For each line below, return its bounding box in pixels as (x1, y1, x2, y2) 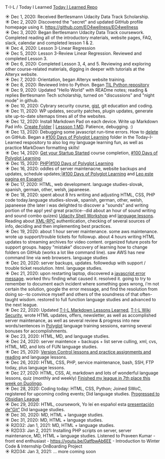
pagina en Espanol (5, 176, 43, 182)
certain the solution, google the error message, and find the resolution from (5, 286, 158, 292)
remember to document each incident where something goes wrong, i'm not (5, 281, 160, 286)
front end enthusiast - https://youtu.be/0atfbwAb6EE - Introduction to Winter (5, 438, 160, 444)
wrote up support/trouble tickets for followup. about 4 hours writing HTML (5, 234, 156, 240)
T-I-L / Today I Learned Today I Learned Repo (5, 4, 98, 10)
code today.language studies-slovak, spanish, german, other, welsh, (5, 197, 143, 203)
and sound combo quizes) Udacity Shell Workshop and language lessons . (5, 213, 155, 218)
